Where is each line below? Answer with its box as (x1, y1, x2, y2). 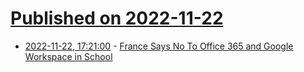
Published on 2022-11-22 (10, 7, 224, 30)
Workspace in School (24, 50, 113, 62)
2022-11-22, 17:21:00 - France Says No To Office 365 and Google (24, 40, 294, 52)
